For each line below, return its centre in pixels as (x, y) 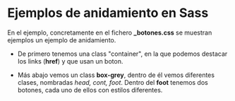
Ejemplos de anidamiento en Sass (108, 13)
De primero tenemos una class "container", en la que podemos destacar (122, 54)
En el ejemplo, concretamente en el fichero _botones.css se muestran (110, 32)
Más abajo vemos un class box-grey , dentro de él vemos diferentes (116, 75)
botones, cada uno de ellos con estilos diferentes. (90, 90)
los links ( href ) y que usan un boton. (70, 61)
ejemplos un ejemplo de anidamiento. (62, 40)
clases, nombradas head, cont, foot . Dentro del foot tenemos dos (113, 82)
